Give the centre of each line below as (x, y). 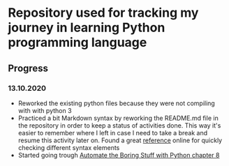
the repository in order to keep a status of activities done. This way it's (119, 125)
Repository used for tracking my (103, 13)
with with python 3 (45, 110)
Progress (28, 68)
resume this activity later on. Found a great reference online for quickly (120, 140)
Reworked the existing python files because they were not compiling (116, 103)
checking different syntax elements (69, 147)
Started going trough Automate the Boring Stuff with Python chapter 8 (119, 155)
